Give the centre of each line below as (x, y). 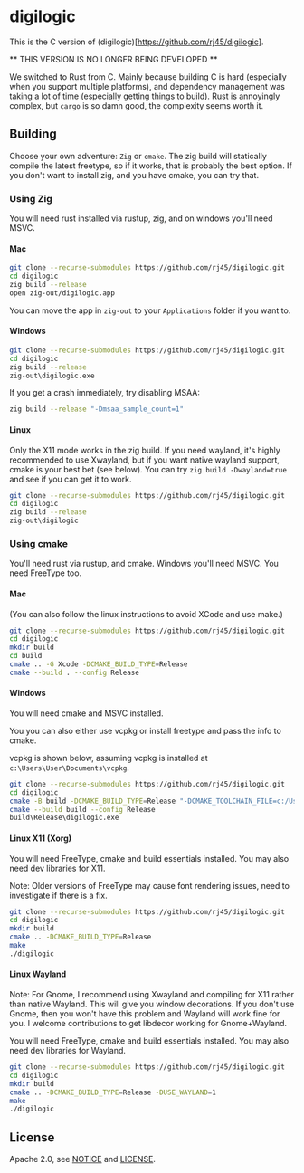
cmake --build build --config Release (82, 809)
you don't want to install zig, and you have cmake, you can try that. (134, 175)
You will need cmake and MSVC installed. (87, 713)
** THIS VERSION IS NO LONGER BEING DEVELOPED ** (114, 59)
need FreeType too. (46, 573)
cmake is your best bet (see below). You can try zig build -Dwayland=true (148, 469)
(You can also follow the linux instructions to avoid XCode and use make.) (146, 614)
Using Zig (31, 198)
